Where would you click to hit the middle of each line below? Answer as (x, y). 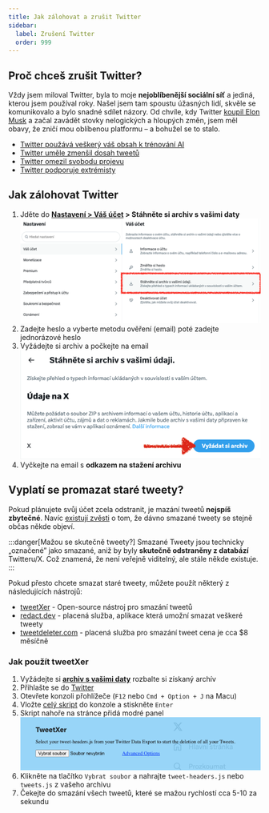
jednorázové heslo (50, 338)
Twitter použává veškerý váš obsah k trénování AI (102, 145)
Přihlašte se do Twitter (57, 687)
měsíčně (34, 641)
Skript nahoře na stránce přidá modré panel (92, 713)
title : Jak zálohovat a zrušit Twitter (75, 17)
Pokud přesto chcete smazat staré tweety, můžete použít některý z (119, 583)
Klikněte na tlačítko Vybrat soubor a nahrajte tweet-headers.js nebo (132, 775)
